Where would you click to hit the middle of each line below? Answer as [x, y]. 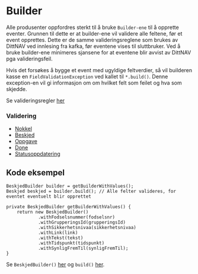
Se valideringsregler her [36, 100]
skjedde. [17, 89]
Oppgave [26, 141]
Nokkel [23, 129]
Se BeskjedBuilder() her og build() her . [55, 265]
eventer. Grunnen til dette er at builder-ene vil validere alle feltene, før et [94, 33]
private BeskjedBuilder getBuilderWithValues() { [69, 207]
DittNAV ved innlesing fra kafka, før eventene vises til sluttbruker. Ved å [93, 46]
